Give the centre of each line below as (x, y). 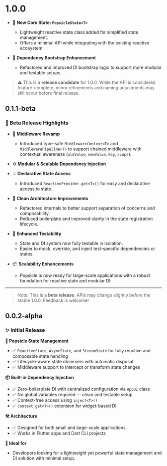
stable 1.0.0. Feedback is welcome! (53, 300)
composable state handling (40, 356)
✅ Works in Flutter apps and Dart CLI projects (59, 433)
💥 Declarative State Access (42, 173)
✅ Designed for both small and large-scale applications (69, 428)
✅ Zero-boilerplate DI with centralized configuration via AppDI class (81, 389)
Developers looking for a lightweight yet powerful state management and (87, 453)
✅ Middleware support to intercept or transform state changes (76, 367)
